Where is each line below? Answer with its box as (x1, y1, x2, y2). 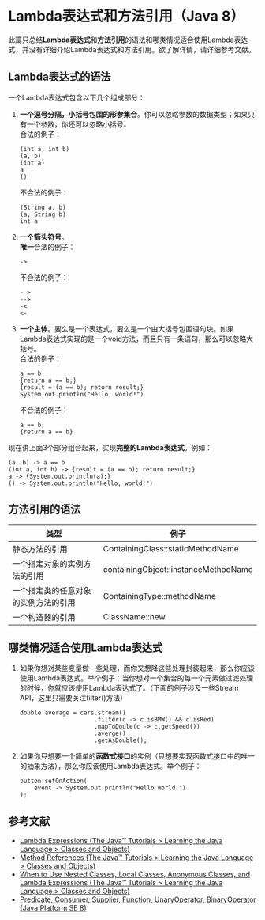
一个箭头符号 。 (19, 232, 69, 241)
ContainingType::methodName (103, 590, 217, 601)
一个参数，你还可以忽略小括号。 (26, 119, 131, 129)
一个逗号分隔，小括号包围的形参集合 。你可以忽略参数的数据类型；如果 (19, 109, 248, 119)
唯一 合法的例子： (19, 242, 76, 252)
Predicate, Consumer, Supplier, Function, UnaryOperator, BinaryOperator (19, 895, 256, 904)
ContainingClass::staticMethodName (103, 543, 239, 554)
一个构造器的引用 (12, 611, 77, 623)
